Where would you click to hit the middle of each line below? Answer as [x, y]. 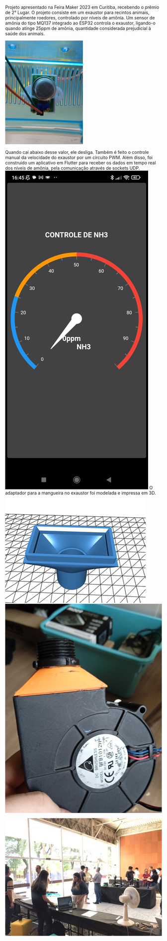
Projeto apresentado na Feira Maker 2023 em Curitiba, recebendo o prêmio [82, 7]
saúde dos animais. [25, 34]
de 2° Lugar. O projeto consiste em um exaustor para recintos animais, [77, 12]
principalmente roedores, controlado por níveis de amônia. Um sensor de [80, 18]
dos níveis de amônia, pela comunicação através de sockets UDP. [73, 168]
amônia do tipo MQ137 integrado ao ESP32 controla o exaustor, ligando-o [80, 23]
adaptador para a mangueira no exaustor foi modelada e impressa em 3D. [81, 493]
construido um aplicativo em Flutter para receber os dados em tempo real [81, 163]
